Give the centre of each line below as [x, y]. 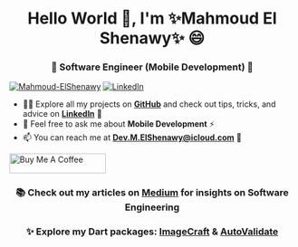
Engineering [152, 207]
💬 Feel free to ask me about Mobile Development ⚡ [118, 124]
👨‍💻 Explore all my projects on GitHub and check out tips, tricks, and [149, 104]
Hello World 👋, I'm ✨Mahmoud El [152, 19]
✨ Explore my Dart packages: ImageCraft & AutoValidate [152, 232]
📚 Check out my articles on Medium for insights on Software [152, 193]
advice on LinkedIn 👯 [62, 114]
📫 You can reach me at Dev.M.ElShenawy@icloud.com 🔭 [132, 138]
